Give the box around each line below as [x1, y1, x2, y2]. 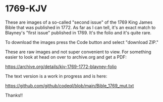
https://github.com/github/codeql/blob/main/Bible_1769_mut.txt [5, 82, 134, 89]
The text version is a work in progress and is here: [5, 73, 108, 79]
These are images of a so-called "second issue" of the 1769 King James [5, 19, 153, 25]
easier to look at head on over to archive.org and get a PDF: [5, 54, 127, 60]
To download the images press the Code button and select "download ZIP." [5, 39, 159, 45]
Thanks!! [5, 92, 23, 98]
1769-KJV [5, 3, 47, 14]
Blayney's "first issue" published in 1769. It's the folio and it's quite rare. [5, 30, 152, 35]
